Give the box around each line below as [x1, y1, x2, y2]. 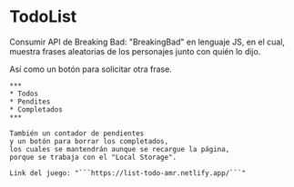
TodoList [9, 6, 77, 27]
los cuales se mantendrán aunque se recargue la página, [9, 144, 230, 153]
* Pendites [9, 97, 51, 106]
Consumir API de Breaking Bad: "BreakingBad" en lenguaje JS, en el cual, [9, 36, 285, 47]
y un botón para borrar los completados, [9, 136, 169, 146]
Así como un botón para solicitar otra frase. [9, 64, 173, 74]
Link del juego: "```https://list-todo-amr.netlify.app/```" [9, 168, 247, 178]
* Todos [9, 89, 39, 98]
